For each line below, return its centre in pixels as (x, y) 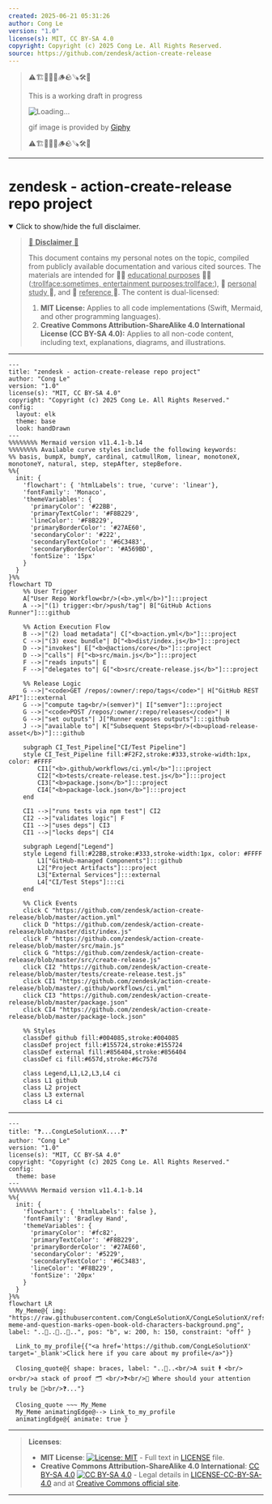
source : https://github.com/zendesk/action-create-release (110, 53)
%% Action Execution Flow (67, 627)
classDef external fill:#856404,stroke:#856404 (104, 1052)
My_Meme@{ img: (41, 1310)
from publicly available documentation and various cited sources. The (144, 266)
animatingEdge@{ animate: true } (72, 1419)
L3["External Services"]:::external (99, 875)
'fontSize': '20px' (62, 1275)
